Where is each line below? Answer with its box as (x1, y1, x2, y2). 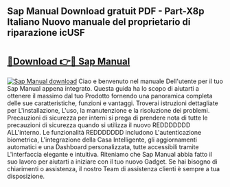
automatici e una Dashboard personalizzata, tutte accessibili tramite (7, 143, 199, 151)
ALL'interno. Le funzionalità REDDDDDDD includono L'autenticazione (7, 129, 202, 136)
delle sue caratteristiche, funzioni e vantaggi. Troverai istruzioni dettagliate (7, 99, 218, 107)
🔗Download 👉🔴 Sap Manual (7, 55, 130, 67)
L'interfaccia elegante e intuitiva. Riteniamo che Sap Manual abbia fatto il (7, 151, 213, 158)
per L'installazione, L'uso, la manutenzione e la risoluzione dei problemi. (7, 107, 210, 114)
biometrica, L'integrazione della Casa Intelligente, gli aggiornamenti (7, 135, 198, 144)
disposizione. (7, 172, 45, 180)
